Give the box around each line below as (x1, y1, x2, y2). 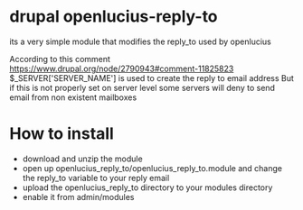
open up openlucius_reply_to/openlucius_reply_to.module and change (22, 162, 283, 173)
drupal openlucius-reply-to (9, 6, 219, 27)
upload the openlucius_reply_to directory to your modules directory (22, 182, 273, 193)
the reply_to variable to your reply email (22, 172, 170, 183)
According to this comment (9, 53, 111, 64)
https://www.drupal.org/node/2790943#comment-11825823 (9, 63, 234, 74)
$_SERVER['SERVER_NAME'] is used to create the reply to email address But (9, 72, 294, 83)
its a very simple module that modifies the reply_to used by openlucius (9, 36, 271, 47)
